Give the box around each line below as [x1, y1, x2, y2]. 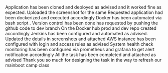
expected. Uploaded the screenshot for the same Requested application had [5, 9, 163, 15]
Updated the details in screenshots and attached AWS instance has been [5, 36, 156, 42]
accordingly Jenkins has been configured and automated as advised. [5, 31, 148, 36]
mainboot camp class [5, 62, 50, 68]
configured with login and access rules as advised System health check [5, 41, 154, 47]
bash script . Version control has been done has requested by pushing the [5, 20, 158, 26]
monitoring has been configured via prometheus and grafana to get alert [5, 47, 155, 52]
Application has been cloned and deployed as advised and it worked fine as [5, 4, 162, 10]
